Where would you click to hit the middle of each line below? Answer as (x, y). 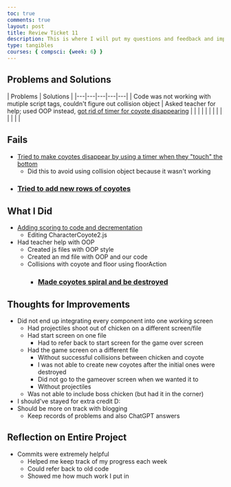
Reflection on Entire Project (67, 437)
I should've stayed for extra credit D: (69, 401)
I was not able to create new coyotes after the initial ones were (126, 365)
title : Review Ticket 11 (43, 33)
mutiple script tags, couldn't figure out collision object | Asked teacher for (112, 103)
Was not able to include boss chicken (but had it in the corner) (115, 393)
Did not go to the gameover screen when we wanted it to (118, 379)
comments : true (29, 20)
